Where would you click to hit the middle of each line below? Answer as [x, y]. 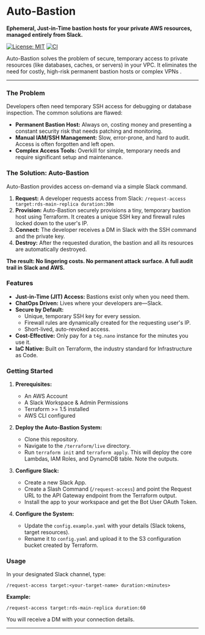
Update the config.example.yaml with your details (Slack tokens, [105, 526]
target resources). [47, 532]
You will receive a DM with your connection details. [70, 620]
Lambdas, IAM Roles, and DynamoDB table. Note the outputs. [101, 459]
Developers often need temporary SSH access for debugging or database [99, 106]
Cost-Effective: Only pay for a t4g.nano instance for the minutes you [102, 335]
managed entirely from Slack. [45, 34]
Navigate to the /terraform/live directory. [77, 446]
